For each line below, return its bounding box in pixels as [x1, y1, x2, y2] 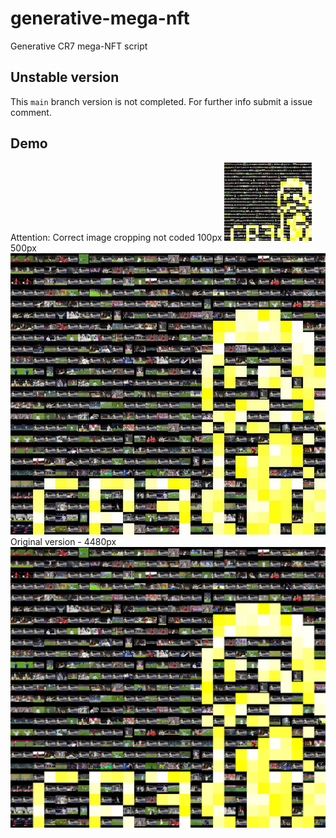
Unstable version [10, 69, 120, 86]
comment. [10, 106, 52, 118]
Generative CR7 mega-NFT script [10, 40, 148, 52]
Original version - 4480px [10, 535, 117, 547]
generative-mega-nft [10, 7, 190, 30]
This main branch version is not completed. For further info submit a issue [10, 95, 313, 107]
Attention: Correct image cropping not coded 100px [10, 231, 223, 243]
